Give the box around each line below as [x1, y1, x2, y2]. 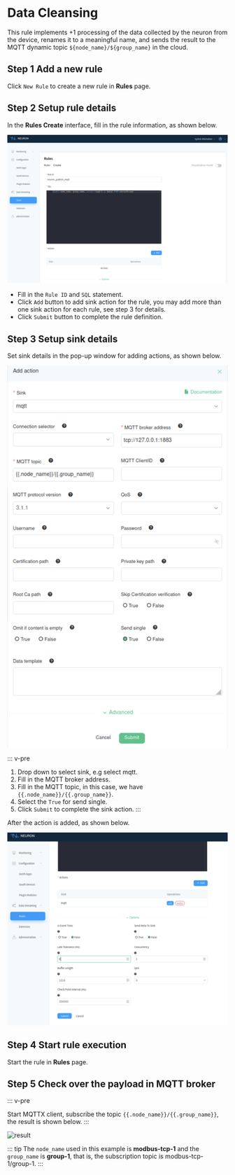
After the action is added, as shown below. [7, 818, 130, 827]
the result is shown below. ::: [7, 1118, 90, 1126]
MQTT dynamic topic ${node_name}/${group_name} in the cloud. [7, 43, 189, 51]
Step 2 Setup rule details [7, 102, 117, 114]
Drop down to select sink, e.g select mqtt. [17, 767, 138, 776]
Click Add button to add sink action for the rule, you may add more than [17, 298, 222, 306]
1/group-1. [7, 1160, 36, 1168]
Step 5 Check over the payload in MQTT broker [7, 1078, 215, 1090]
